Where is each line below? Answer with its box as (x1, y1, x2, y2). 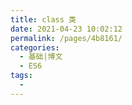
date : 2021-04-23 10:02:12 (10, 24, 123, 34)
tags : (10, 71, 33, 81)
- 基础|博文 (19, 52, 63, 62)
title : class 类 (10, 14, 77, 25)
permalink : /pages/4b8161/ (10, 33, 123, 43)
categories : (10, 42, 60, 53)
